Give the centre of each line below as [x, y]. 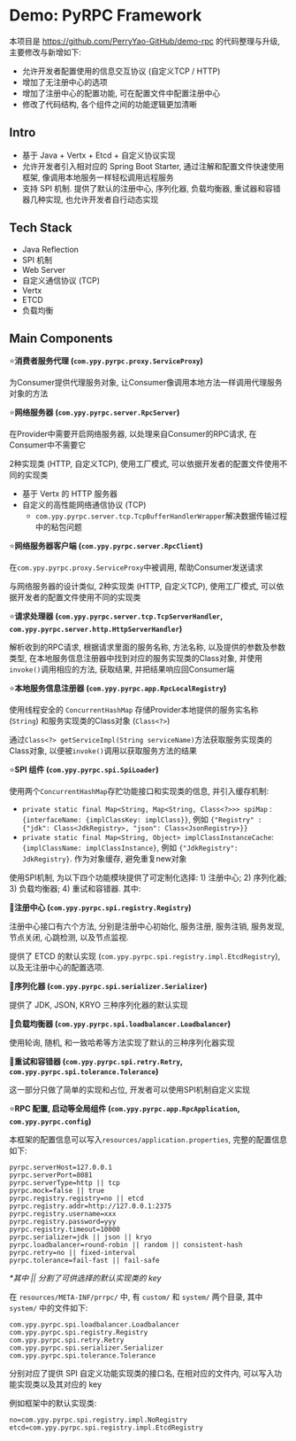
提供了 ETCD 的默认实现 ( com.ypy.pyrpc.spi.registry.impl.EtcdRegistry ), [145, 956]
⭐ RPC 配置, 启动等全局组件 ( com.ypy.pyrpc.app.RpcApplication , [125, 1109]
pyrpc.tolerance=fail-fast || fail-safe [85, 1261]
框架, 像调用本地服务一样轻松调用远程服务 [98, 177]
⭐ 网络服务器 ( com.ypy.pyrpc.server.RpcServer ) [95, 412]
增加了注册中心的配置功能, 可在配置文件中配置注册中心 [121, 93]
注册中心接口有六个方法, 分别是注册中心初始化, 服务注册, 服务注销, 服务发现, [147, 926]
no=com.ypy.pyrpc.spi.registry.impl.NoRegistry [99, 1420]
